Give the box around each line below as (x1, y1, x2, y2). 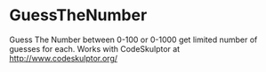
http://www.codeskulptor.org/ (9, 53, 118, 63)
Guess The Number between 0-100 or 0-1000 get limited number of (9, 34, 258, 45)
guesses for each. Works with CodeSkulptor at (9, 43, 181, 54)
